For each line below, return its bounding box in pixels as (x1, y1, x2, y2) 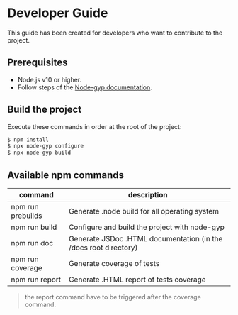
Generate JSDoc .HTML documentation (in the (68, 234, 223, 243)
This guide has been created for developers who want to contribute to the (7, 28, 223, 37)
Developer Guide (7, 5, 108, 21)
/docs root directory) (68, 243, 138, 253)
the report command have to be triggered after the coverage (24, 293, 202, 301)
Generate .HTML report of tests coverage (68, 275, 207, 284)
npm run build (11, 222, 57, 232)
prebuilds (11, 211, 42, 221)
